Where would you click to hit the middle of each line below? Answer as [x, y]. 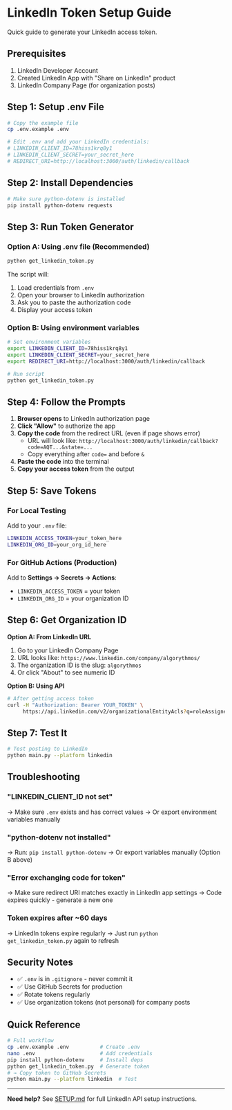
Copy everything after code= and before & [86, 454]
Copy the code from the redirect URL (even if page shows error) [109, 433]
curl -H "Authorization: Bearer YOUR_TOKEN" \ [75, 705]
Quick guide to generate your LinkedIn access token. [82, 32]
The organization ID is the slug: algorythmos [79, 665]
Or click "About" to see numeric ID [66, 672]
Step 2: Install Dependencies [70, 183]
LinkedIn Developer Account [58, 70]
